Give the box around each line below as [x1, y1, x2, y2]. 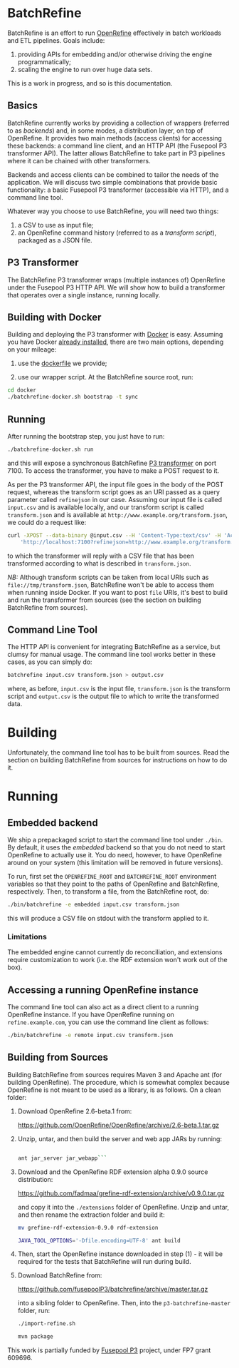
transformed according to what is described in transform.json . [7, 558, 191, 568]
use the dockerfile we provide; [17, 359, 107, 368]
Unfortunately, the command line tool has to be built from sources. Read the [7, 748, 230, 757]
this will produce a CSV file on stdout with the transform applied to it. [7, 914, 210, 923]
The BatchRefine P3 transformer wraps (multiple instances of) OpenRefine [7, 275, 225, 284]
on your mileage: [7, 345, 57, 354]
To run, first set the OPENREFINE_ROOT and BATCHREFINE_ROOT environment [7, 872, 217, 881]
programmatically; [17, 57, 71, 66]
